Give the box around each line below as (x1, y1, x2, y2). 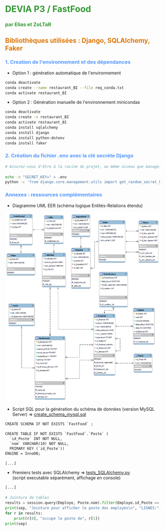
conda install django (5, 130, 50, 135)
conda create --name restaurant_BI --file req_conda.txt (5, 85, 124, 90)
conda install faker (5, 140, 48, 146)
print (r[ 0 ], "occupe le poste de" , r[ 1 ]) (14, 516, 100, 521)
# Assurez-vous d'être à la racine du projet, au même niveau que (5, 164, 144, 169)
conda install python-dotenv (5, 135, 65, 140)
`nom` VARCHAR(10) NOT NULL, (9, 441, 69, 446)
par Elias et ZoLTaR (5, 21, 52, 28)
